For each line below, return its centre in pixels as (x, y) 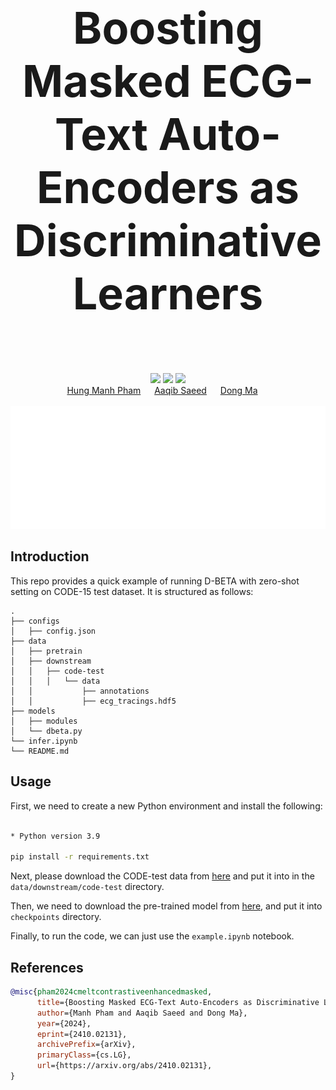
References (47, 967)
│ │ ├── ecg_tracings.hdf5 (93, 701)
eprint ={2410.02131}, (82, 1034)
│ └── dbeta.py (46, 731)
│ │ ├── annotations (80, 691)
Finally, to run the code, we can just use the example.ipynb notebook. (152, 936)
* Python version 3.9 (55, 836)
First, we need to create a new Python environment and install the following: (166, 806)
